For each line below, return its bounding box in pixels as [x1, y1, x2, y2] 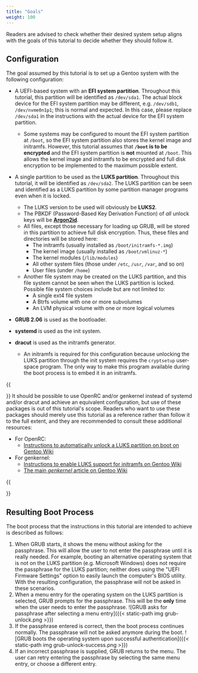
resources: [6, 424, 33, 431]
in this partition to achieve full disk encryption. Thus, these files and [23, 229, 189, 236]
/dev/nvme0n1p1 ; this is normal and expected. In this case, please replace [14, 106, 192, 113]
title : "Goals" [6, 8, 44, 15]
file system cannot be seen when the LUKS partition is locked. [23, 279, 175, 286]
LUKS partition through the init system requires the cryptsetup [23, 357, 176, 364]
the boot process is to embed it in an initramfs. [23, 369, 137, 377]
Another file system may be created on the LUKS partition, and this [23, 273, 187, 280]
